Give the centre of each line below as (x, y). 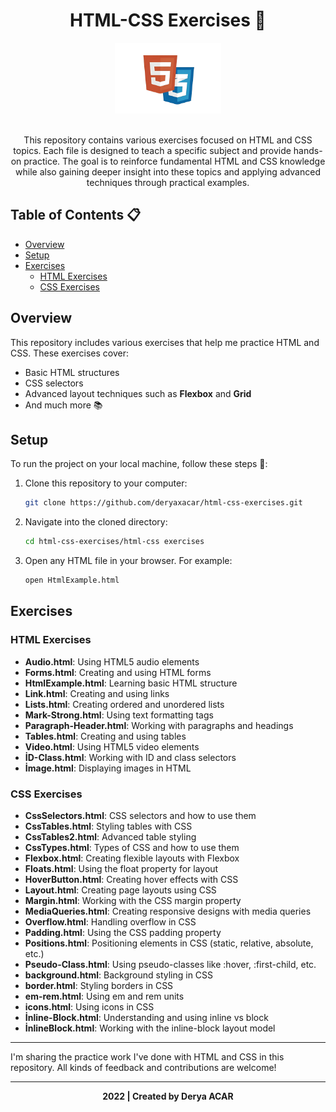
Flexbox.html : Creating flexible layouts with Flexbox (132, 858)
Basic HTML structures (72, 372)
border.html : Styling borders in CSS (99, 986)
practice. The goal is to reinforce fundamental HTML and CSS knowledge (174, 161)
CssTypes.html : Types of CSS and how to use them (132, 848)
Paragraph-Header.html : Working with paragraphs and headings (159, 725)
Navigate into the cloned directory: (96, 522)
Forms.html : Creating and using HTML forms (118, 672)
